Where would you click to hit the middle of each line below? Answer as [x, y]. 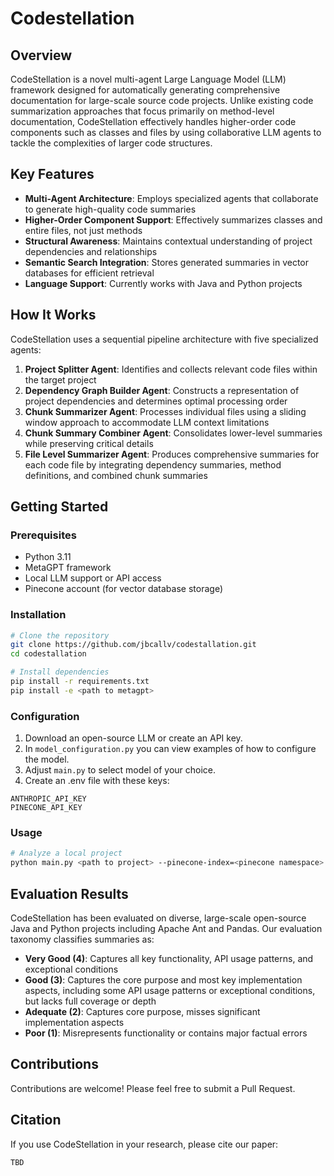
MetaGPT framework [68, 568]
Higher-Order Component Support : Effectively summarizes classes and [173, 219]
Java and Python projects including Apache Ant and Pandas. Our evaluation [166, 929]
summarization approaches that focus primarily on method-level [142, 111]
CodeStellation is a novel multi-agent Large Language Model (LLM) [148, 79]
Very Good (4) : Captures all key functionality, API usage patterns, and [169, 959]
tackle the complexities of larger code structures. [111, 143]
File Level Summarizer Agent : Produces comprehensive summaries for [172, 454]
